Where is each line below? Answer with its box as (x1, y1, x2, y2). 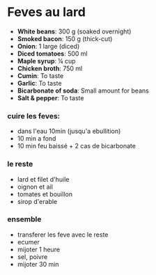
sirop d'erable (17, 197, 58, 205)
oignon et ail (17, 182, 54, 191)
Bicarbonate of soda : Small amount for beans (17, 86, 150, 95)
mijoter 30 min (17, 260, 59, 268)
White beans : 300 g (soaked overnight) (17, 27, 132, 36)
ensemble (7, 214, 42, 224)
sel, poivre (17, 252, 48, 261)
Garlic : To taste (17, 79, 62, 87)
